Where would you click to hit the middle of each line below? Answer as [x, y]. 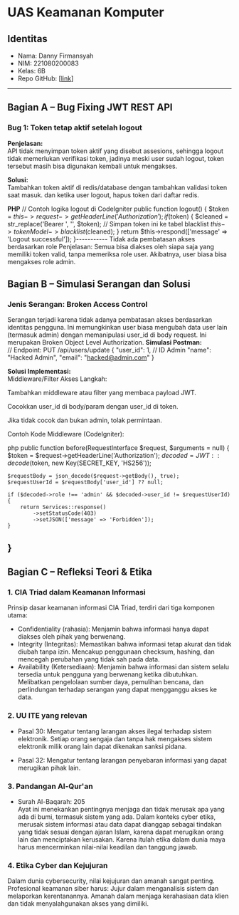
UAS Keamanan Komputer [86, 12]
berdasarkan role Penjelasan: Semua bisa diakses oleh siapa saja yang [111, 246]
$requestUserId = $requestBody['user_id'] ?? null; [85, 482]
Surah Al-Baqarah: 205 [51, 802]
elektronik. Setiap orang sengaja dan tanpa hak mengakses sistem [115, 738]
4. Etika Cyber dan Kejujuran [58, 865]
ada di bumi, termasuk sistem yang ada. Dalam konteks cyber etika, [116, 817]
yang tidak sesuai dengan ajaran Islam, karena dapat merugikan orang [121, 832]
